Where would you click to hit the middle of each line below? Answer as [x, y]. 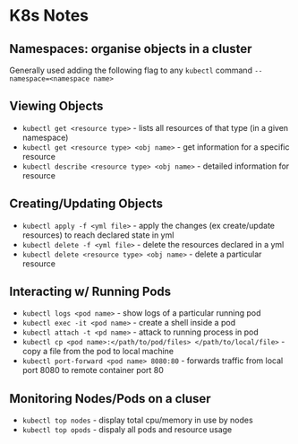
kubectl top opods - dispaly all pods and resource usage [127, 430]
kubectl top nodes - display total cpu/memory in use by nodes [137, 420]
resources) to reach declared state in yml [98, 235]
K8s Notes [49, 16]
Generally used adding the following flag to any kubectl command [131, 70]
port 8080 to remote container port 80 [93, 370]
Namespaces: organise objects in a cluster [131, 49]
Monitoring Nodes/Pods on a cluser [111, 399]
